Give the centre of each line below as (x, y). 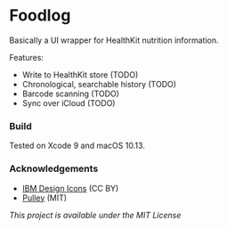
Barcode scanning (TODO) (71, 94)
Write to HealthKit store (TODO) (80, 74)
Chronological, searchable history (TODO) (99, 84)
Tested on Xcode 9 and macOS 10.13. (77, 146)
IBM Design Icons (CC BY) (70, 188)
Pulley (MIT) (45, 198)
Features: (27, 57)
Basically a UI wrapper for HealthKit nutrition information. (114, 40)
